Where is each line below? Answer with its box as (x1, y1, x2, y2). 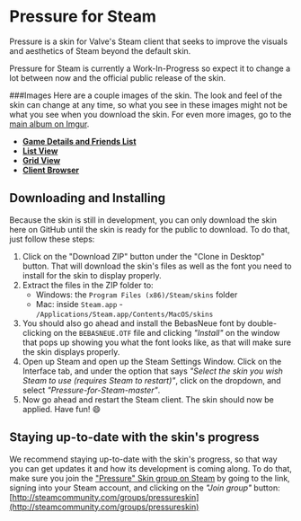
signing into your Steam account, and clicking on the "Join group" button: (9, 482, 280, 493)
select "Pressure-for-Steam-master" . (22, 384, 161, 395)
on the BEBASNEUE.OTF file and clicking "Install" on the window (53, 327, 280, 338)
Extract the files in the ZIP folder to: (22, 279, 155, 290)
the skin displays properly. (22, 346, 120, 357)
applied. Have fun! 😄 (22, 403, 102, 414)
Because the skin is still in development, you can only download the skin (9, 214, 277, 225)
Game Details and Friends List (22, 136, 137, 146)
